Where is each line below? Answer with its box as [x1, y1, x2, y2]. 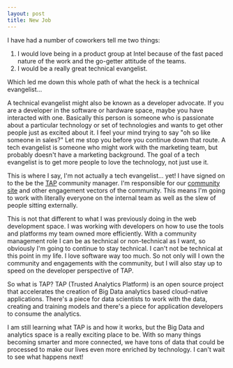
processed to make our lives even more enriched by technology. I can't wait [7, 345, 225, 353]
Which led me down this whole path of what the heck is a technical [7, 77, 200, 86]
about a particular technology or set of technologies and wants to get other [7, 121, 223, 129]
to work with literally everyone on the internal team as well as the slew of [7, 193, 216, 202]
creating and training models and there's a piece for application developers [7, 302, 223, 310]
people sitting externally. [7, 201, 78, 209]
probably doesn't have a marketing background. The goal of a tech [7, 151, 200, 159]
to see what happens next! [7, 353, 84, 361]
